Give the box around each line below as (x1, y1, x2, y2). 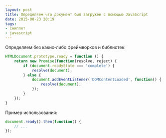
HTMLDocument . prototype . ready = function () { (5, 54, 104, 59)
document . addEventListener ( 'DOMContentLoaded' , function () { (31, 77, 162, 82)
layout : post (5, 7, 32, 12)
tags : (5, 21, 16, 26)
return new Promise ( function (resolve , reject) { (14, 58, 117, 63)
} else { (23, 72, 41, 77)
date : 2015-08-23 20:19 (5, 16, 55, 21)
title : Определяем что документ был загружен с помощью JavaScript (5, 12, 149, 17)
